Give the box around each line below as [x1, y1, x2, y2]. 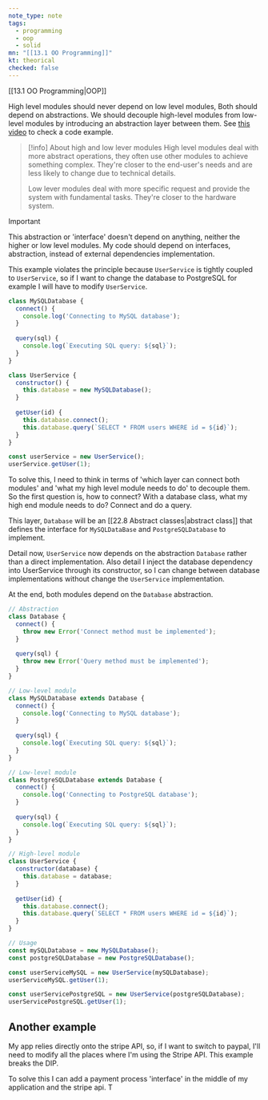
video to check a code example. [8, 127, 114, 136]
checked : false [8, 64, 59, 72]
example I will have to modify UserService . [8, 282, 148, 291]
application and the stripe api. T [8, 1082, 114, 1092]
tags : [8, 19, 26, 27]
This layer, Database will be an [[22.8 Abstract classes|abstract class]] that [8, 516, 253, 526]
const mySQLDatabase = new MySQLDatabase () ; [8, 946, 159, 955]
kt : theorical [8, 57, 56, 65]
